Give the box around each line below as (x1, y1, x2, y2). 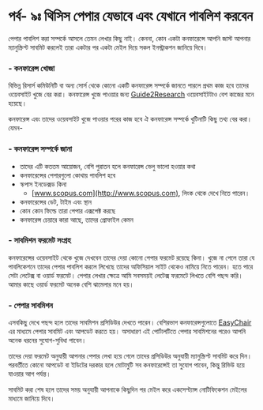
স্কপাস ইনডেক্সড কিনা (19, 179, 67, 189)
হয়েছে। (8, 99, 28, 108)
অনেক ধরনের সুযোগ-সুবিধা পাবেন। (8, 336, 87, 345)
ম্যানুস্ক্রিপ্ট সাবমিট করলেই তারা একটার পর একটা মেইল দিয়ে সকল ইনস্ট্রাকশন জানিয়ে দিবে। (8, 43, 208, 52)
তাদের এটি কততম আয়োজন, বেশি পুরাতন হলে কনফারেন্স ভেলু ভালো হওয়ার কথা (19, 161, 196, 171)
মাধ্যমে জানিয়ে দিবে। (8, 394, 55, 404)
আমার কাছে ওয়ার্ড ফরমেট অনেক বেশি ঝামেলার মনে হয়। (8, 280, 134, 289)
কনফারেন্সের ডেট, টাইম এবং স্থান (19, 197, 92, 206)
